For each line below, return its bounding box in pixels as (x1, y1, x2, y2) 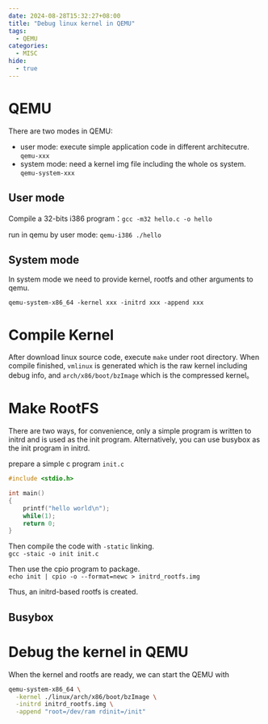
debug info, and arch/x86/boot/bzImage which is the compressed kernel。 (8, 370, 254, 380)
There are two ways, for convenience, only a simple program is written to (8, 426, 252, 436)
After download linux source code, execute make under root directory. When (8, 353, 260, 362)
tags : (8, 27, 27, 35)
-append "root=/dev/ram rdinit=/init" (15, 708, 147, 716)
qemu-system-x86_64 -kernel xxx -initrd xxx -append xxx (8, 298, 204, 307)
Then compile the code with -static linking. (8, 541, 155, 551)
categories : (8, 42, 48, 50)
